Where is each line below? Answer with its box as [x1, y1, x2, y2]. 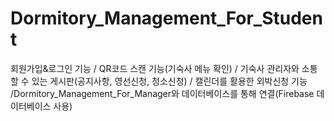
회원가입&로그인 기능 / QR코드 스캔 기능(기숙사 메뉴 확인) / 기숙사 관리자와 [10, 62, 300, 74]
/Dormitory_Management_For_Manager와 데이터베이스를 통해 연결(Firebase [10, 87, 315, 99]
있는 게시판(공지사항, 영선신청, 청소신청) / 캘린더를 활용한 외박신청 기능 [31, 75, 308, 87]
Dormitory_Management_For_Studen [10, 7, 323, 30]
